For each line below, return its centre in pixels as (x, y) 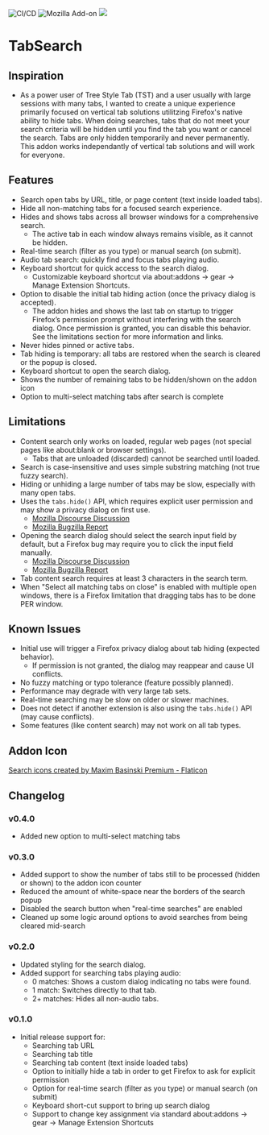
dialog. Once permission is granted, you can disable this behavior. (141, 328)
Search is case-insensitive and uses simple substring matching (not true (140, 466)
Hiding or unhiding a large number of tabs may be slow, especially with (137, 484)
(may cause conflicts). (57, 717)
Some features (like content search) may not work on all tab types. (130, 726)
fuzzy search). (44, 475)
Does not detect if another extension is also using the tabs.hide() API (136, 708)
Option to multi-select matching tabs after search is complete (122, 396)
